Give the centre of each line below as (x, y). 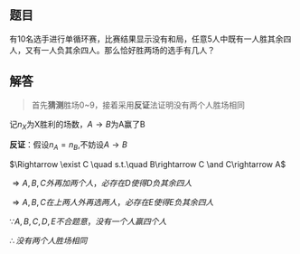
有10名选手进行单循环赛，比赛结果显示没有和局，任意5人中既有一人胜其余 (146, 39)
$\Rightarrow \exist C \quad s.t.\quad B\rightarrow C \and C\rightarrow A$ (148, 165)
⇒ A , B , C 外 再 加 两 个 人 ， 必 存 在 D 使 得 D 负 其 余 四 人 (102, 183)
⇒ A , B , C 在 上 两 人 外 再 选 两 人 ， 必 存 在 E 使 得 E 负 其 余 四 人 (113, 202)
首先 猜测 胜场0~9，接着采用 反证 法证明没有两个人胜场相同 (138, 105)
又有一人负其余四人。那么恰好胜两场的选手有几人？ (120, 50)
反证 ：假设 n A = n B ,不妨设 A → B (69, 146)
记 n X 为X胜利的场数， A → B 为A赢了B (78, 125)
